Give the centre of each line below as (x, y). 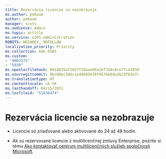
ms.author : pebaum (24, 14)
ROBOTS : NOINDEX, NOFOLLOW (33, 42)
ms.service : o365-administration (40, 38)
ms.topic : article (24, 33)
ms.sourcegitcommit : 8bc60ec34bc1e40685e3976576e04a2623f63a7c (72, 75)
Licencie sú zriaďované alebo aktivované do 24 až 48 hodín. (75, 131)
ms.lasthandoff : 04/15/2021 (34, 88)
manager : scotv (21, 24)
